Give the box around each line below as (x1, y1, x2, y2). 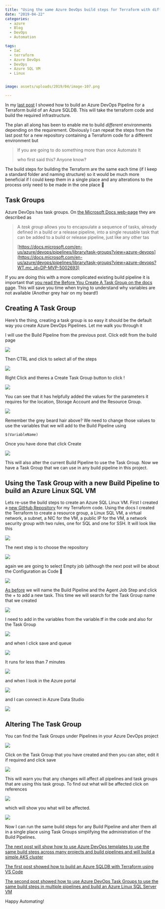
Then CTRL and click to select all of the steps (5, 356, 97, 362)
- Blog (9, 26, 23, 30)
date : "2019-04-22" (5, 12, 45, 17)
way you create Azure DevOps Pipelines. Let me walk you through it (5, 323, 142, 328)
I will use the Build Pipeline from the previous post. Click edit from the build (5, 332, 157, 338)
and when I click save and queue (5, 640, 72, 646)
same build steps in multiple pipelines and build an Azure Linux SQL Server (5, 883, 157, 890)
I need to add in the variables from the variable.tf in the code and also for (5, 616, 153, 622)
